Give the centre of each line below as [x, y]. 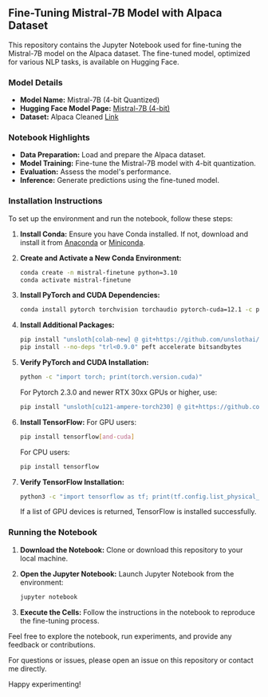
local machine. [44, 558]
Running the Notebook [53, 533]
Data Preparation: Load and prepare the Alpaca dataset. [112, 155]
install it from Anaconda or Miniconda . [83, 242]
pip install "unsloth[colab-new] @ [79, 340]
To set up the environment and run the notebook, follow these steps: [121, 218]
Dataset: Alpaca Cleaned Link [69, 117]
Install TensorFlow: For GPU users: [78, 422]
